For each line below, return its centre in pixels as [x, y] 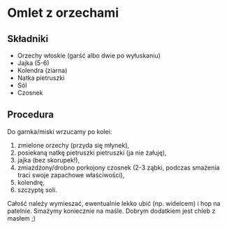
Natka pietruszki [41, 78]
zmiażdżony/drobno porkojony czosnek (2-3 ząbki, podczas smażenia [118, 167]
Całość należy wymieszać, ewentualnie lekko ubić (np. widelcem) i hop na [114, 203]
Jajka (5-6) [34, 63]
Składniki [28, 39]
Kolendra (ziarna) [42, 70]
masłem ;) [22, 218]
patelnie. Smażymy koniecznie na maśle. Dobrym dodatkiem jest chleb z [111, 211]
